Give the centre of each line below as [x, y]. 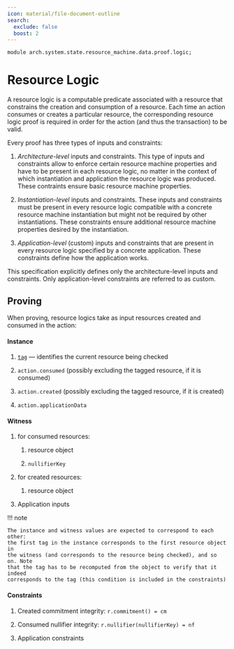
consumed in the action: [42, 325]
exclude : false [36, 27]
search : [19, 20]
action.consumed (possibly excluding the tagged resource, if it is [109, 370]
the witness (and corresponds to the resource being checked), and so [112, 555]
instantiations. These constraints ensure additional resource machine [117, 222]
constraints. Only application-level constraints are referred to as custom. [111, 279]
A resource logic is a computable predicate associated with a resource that [115, 99]
